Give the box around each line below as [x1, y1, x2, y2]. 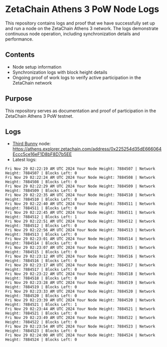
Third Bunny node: [12, 141, 51, 147]
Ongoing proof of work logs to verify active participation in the [12, 74, 141, 81]
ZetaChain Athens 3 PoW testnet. [5, 113, 73, 119]
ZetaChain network [12, 80, 52, 86]
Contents [5, 51, 35, 59]
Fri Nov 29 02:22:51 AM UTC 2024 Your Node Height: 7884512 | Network [5, 219, 155, 224]
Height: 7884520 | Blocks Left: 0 [5, 293, 77, 298]
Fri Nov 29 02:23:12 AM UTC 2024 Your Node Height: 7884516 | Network [5, 254, 155, 259]
